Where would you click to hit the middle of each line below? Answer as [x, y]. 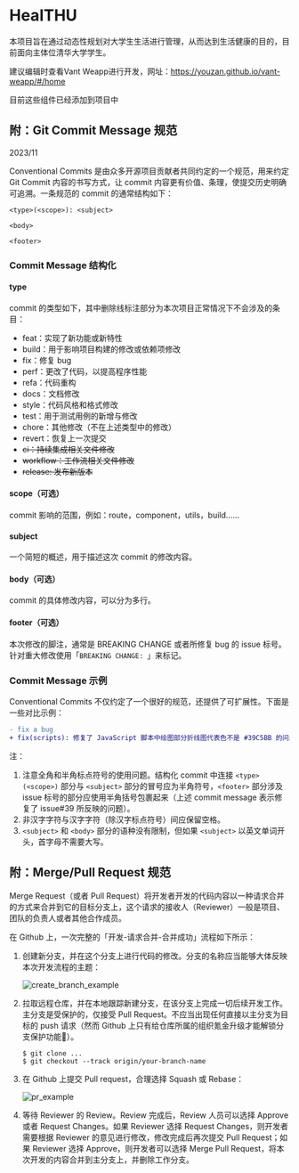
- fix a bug [31, 729]
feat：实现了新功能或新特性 [72, 338]
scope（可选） [36, 493]
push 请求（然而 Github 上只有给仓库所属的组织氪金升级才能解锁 [158, 1025]
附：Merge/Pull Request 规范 [90, 872]
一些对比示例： [36, 713]
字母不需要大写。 [77, 842]
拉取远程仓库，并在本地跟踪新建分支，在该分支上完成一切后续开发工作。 [154, 1003]
